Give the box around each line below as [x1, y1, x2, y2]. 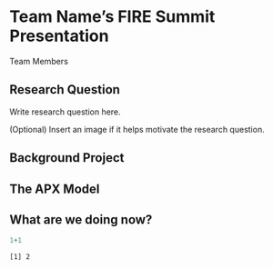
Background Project [9, 150, 125, 165]
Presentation [9, 25, 109, 46]
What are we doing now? [9, 212, 153, 227]
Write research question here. [9, 106, 121, 117]
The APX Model [9, 181, 100, 196]
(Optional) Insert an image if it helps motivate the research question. [9, 124, 266, 134]
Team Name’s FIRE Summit [9, 6, 216, 27]
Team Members [9, 55, 68, 66]
